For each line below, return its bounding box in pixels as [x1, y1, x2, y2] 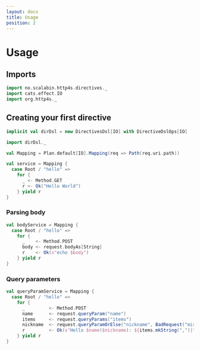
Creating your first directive [6, 113, 112, 123]
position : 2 [6, 20, 36, 26]
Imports [6, 69, 36, 79]
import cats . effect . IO [6, 91, 62, 97]
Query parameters [6, 275, 61, 283]
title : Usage [6, 14, 39, 20]
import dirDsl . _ [6, 139, 46, 145]
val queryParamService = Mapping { [6, 288, 95, 294]
